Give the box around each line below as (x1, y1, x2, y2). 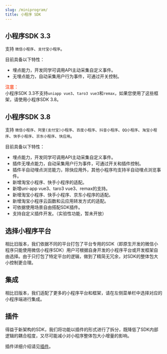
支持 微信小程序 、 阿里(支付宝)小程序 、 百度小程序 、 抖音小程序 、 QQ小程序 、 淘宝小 (5, 127, 154, 133)
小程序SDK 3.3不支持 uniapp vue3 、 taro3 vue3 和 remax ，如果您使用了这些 (5, 90, 155, 96)
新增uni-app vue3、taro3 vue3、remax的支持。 (12, 185, 111, 191)
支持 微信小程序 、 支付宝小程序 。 (5, 46, 65, 52)
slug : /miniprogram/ (5, 7, 48, 12)
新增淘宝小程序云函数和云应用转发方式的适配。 (12, 198, 109, 204)
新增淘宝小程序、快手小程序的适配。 (12, 179, 87, 185)
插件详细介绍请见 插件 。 (5, 343, 53, 349)
